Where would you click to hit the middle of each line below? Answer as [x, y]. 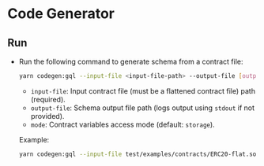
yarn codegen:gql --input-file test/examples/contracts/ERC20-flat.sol [139, 154]
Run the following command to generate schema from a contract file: [131, 61]
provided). [47, 116]
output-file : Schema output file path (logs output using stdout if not [142, 108]
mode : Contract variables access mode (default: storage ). [123, 124]
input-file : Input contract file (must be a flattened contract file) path [143, 90]
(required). [48, 99]
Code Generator [61, 14]
